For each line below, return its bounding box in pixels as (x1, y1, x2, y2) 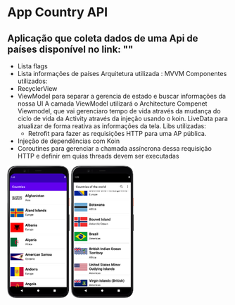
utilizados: (17, 77, 48, 85)
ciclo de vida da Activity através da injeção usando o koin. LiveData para (17, 114, 229, 123)
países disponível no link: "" (7, 43, 134, 55)
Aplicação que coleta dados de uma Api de (7, 32, 198, 44)
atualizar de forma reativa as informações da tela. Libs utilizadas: (17, 122, 206, 130)
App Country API (7, 4, 108, 20)
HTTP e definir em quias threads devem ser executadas (17, 152, 179, 160)
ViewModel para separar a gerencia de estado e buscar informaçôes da (17, 92, 227, 100)
